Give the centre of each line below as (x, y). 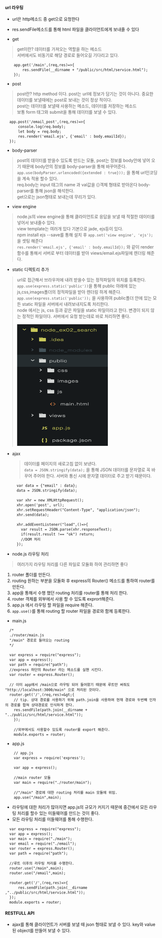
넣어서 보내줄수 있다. (36, 223)
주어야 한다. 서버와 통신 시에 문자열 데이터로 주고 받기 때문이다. (92, 476)
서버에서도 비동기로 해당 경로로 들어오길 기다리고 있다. (68, 55)
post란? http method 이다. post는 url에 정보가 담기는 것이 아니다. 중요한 (85, 94)
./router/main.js (27, 635)
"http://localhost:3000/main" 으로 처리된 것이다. (53, 690)
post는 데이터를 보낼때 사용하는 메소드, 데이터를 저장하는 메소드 (77, 106)
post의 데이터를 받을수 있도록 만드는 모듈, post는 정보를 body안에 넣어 (83, 160)
